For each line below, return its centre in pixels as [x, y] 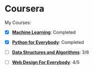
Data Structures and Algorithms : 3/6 [50, 52]
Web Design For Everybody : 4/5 [46, 62]
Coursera [24, 9]
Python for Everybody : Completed [48, 42]
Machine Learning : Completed [44, 32]
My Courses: [18, 22]
